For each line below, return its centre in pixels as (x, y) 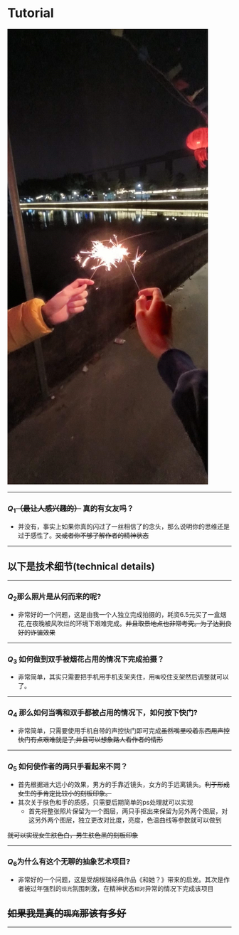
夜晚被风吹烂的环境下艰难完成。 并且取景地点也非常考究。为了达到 (128, 623)
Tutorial (31, 13)
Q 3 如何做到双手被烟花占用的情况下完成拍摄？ (86, 660)
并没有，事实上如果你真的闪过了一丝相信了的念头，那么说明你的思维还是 (123, 526)
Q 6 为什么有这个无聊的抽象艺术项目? (69, 862)
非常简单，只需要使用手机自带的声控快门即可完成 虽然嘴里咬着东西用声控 (123, 730)
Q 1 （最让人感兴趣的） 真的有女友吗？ (71, 509)
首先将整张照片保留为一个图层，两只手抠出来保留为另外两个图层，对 (128, 811)
